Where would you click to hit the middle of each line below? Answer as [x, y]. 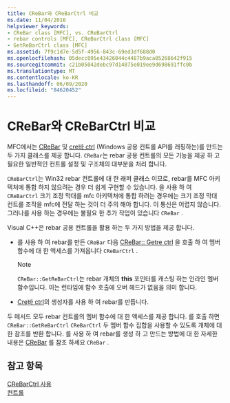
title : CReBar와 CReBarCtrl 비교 [53, 13]
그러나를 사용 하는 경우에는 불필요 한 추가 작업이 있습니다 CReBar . [95, 213]
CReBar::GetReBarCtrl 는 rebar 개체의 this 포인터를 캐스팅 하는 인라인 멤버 [118, 279]
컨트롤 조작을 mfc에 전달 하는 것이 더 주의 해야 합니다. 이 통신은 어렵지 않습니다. [114, 204]
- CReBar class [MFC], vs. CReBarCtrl [63, 33]
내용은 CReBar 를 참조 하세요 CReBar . [58, 342]
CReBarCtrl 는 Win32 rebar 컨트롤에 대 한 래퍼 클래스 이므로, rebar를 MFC [107, 179]
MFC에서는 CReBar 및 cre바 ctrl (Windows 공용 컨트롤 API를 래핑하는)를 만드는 [115, 147]
